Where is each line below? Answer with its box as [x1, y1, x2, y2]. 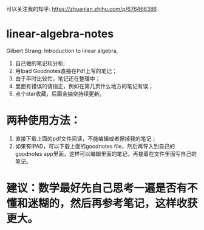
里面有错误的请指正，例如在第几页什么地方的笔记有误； [15, 82, 154, 89]
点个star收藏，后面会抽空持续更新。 [15, 90, 105, 97]
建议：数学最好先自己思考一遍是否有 [6, 181, 188, 195]
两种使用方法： [6, 114, 81, 128]
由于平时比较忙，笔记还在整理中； [15, 75, 101, 82]
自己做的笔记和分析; [15, 60, 66, 67]
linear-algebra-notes [6, 27, 114, 41]
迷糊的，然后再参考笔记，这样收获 [27, 197, 199, 211]
